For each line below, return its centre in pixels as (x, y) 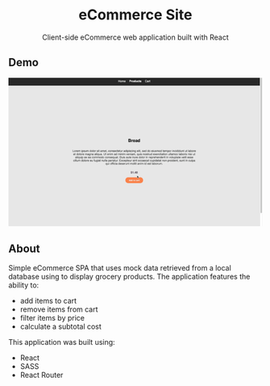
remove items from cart (59, 309)
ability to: (24, 285)
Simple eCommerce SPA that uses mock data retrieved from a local (120, 268)
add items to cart (48, 301)
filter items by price (52, 318)
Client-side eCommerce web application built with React (135, 37)
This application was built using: (62, 342)
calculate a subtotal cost (61, 327)
